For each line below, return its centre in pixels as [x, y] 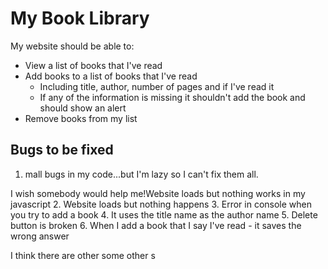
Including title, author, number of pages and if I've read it [157, 86]
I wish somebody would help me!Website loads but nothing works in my [158, 193]
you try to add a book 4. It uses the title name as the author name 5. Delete [164, 214]
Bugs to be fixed [62, 150]
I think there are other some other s [83, 255]
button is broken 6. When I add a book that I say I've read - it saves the [156, 225]
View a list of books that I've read [93, 65]
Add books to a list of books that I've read [111, 76]
